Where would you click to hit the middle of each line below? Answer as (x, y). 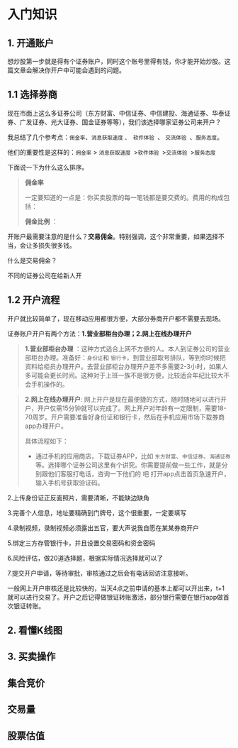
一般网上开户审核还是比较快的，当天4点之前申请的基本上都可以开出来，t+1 (116, 588)
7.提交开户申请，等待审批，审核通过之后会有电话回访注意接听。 (100, 573)
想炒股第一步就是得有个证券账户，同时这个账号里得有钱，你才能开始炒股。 (116, 61)
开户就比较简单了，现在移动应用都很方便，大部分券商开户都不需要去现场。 (116, 318)
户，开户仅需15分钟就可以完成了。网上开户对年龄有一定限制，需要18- (125, 408)
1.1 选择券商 (33, 95)
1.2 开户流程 (34, 300)
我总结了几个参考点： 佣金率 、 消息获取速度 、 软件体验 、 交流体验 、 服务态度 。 (115, 137)
